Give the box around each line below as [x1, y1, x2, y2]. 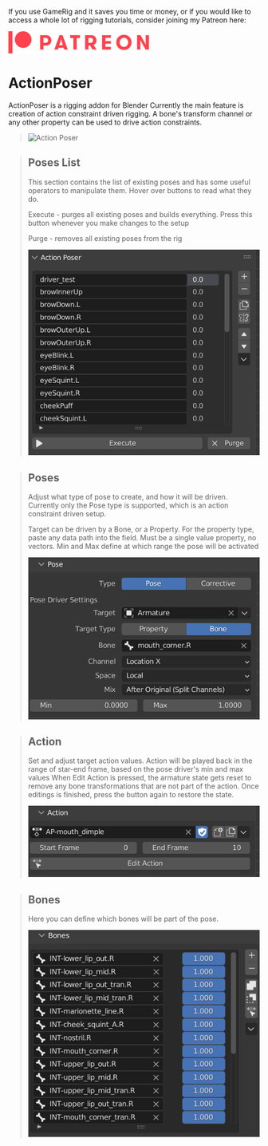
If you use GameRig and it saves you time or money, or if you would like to [8, 7, 251, 16]
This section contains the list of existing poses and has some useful [27, 177, 251, 187]
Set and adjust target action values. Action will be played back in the [27, 756, 253, 765]
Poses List [27, 156, 81, 170]
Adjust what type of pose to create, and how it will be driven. [27, 492, 228, 502]
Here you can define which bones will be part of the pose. [27, 914, 219, 924]
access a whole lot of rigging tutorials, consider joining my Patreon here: [8, 15, 246, 25]
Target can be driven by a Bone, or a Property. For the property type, [27, 524, 254, 534]
